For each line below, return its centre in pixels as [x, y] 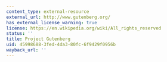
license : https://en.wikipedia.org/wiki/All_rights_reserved [84, 28]
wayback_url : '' [26, 50]
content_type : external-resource [48, 12]
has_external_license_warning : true [52, 22]
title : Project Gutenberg [38, 39]
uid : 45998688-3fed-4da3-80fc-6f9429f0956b [61, 45]
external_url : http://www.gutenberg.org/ [58, 17]
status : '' [20, 34]
